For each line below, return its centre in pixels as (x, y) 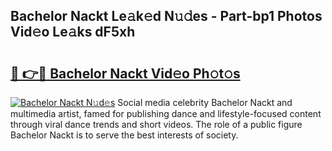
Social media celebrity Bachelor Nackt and (205, 102)
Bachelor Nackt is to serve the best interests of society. (124, 135)
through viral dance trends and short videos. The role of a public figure (156, 124)
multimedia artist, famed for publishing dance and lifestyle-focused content (166, 113)
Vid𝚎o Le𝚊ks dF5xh (73, 32)
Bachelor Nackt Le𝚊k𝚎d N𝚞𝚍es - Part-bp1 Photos (166, 16)
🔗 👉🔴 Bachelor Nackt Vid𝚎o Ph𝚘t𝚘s (125, 73)
